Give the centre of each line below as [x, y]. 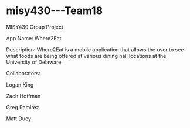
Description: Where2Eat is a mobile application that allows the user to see [95, 49]
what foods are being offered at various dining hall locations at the [86, 56]
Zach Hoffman [23, 96]
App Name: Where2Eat [34, 38]
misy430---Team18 [55, 11]
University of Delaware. [35, 62]
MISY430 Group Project [35, 27]
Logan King [20, 84]
